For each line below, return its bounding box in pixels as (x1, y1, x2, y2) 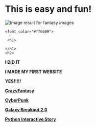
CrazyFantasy (5, 87, 34, 94)
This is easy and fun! (5, 3, 92, 15)
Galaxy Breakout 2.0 (5, 106, 48, 112)
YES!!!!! (5, 78, 21, 84)
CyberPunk (5, 97, 29, 103)
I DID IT (5, 59, 20, 65)
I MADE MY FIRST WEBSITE (5, 69, 62, 75)
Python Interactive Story (5, 116, 56, 122)
